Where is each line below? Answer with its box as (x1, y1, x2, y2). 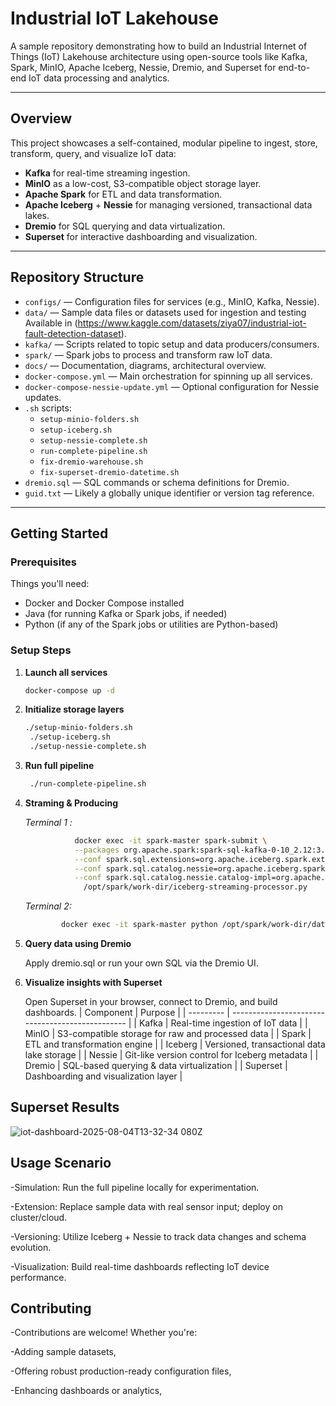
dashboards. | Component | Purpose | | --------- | (24, 1007, 230, 1019)
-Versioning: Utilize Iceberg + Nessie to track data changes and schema (10, 1230, 307, 1242)
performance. (10, 1271, 67, 1283)
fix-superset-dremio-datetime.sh (39, 467, 180, 477)
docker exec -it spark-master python (61, 920, 218, 930)
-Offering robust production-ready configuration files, (10, 1365, 232, 1377)
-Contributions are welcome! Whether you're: (10, 1327, 198, 1339)
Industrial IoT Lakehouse (10, 7, 219, 30)
